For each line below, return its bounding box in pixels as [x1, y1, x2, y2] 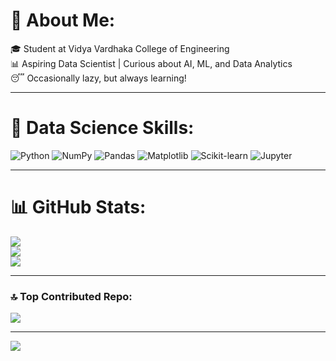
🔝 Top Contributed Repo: [10, 289, 133, 303]
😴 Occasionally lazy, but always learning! [10, 72, 187, 84]
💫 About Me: [10, 9, 116, 32]
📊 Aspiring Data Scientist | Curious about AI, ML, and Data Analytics [10, 57, 293, 69]
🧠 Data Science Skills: [10, 117, 195, 139]
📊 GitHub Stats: [10, 196, 147, 219]
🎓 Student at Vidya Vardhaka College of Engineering [10, 42, 230, 54]
